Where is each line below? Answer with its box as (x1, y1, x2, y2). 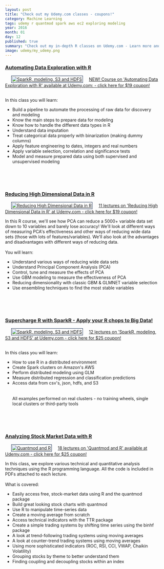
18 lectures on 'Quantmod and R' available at (58, 445, 147, 451)
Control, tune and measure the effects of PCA (12, 270, 104, 275)
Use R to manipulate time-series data (12, 506, 87, 512)
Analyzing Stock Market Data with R (5, 433, 92, 440)
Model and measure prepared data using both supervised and (12, 153, 137, 159)
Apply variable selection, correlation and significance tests (12, 148, 130, 154)
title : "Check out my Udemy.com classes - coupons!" (5, 12, 115, 17)
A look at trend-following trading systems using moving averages (12, 532, 143, 538)
